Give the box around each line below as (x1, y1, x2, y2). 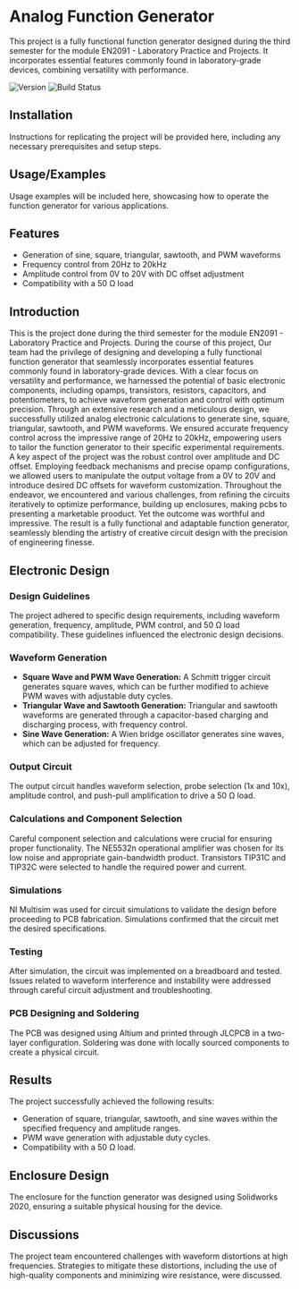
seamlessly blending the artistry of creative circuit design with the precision (9, 528, 288, 538)
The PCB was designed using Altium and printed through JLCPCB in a (9, 1027, 266, 1039)
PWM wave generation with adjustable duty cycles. (21, 1132, 212, 1143)
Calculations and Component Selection (9, 812, 183, 825)
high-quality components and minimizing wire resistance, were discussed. (9, 1270, 283, 1281)
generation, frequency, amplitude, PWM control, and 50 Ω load (9, 619, 240, 630)
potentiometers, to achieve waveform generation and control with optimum (9, 394, 285, 405)
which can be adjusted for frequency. (21, 738, 161, 749)
